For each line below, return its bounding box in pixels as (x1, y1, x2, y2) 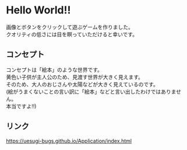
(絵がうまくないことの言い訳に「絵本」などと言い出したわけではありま (6, 88, 177, 95)
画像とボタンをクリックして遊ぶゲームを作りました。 (6, 23, 134, 30)
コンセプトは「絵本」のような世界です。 (6, 66, 103, 73)
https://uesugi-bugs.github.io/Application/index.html (6, 137, 132, 144)
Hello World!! (6, 4, 71, 17)
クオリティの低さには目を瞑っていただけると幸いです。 (6, 30, 138, 38)
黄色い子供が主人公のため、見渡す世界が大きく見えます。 (6, 74, 144, 81)
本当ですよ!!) (6, 103, 37, 110)
